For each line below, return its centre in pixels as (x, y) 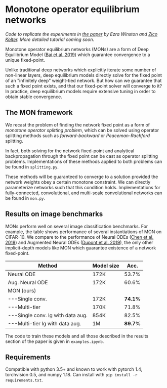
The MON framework (39, 113)
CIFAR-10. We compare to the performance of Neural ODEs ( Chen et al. (79, 237)
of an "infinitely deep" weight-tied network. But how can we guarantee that (83, 80)
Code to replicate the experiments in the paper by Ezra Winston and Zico (81, 34)
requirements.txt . (24, 380)
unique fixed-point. (25, 60)
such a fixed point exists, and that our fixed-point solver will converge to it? (84, 86)
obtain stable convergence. (34, 97)
